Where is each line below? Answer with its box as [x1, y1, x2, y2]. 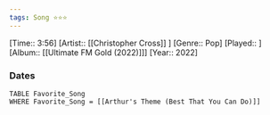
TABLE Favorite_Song [9, 89, 86, 98]
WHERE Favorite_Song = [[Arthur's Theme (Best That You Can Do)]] [9, 97, 261, 106]
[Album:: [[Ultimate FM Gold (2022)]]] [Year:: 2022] [9, 46, 199, 58]
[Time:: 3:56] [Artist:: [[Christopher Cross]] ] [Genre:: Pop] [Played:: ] [9, 37, 262, 48]
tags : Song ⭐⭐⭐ [9, 12, 68, 22]
